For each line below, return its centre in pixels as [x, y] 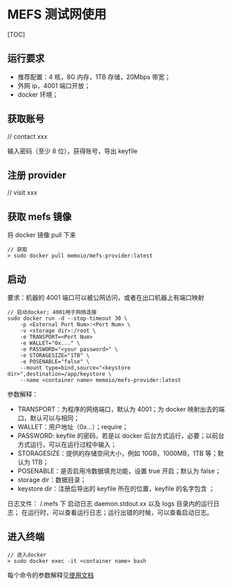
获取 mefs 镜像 [39, 216]
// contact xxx [28, 136]
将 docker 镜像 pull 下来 [42, 235]
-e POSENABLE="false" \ [55, 361]
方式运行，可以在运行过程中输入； [67, 444]
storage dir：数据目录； [52, 480]
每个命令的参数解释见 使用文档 [50, 575]
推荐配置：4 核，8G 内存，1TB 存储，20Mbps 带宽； [94, 77]
